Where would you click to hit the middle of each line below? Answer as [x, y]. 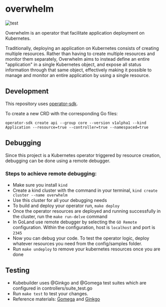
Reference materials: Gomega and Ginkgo [56, 299]
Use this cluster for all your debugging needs [60, 200]
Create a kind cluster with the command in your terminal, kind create [85, 190]
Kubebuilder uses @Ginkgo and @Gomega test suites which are [79, 283]
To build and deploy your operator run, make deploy [66, 206]
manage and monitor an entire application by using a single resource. [78, 75]
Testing [18, 271]
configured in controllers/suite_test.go [53, 288]
